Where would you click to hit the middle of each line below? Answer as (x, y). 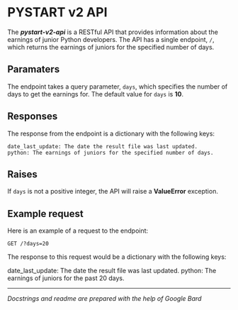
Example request (45, 214)
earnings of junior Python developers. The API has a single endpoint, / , (111, 39)
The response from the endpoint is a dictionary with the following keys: (111, 133)
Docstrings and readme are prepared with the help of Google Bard (104, 299)
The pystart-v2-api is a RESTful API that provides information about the (113, 32)
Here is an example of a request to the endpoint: (78, 231)
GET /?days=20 (28, 244)
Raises (22, 174)
